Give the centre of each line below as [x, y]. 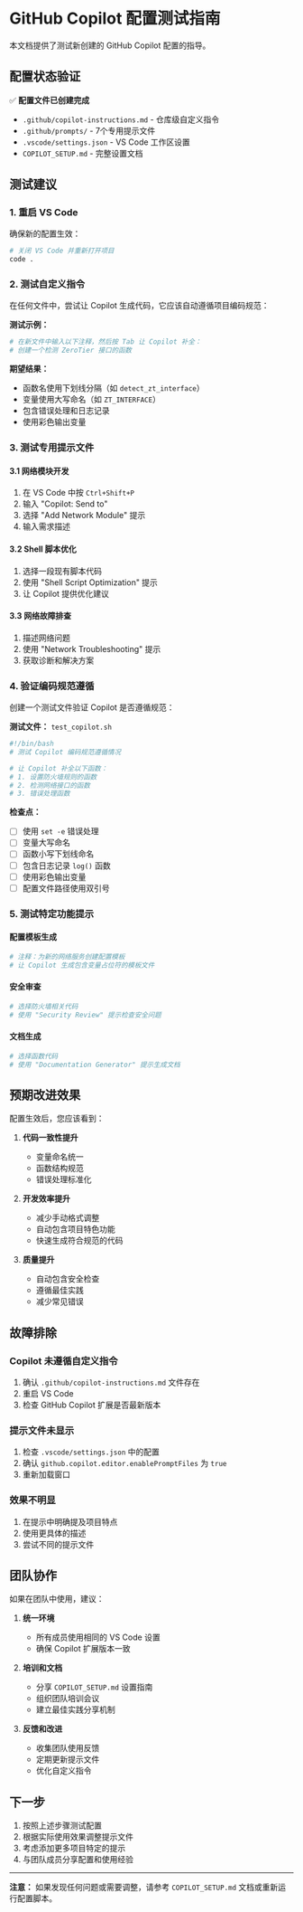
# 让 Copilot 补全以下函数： [59, 768]
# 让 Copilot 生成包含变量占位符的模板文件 [82, 965]
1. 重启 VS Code [44, 213]
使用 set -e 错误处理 [60, 831]
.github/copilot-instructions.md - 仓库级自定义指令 [121, 119]
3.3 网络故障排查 [41, 616]
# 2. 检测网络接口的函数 [50, 785]
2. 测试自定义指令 [47, 284]
